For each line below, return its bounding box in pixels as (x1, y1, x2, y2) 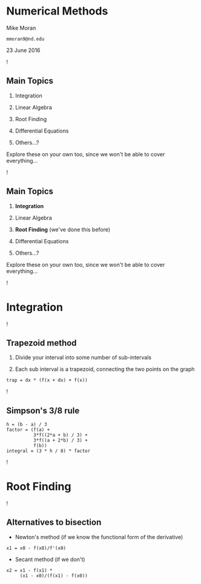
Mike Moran (6, 24, 36, 31)
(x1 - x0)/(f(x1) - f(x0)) (19, 573, 88, 579)
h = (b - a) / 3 (6, 422, 47, 428)
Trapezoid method (6, 338, 77, 348)
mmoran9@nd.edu (6, 36, 45, 42)
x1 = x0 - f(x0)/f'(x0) (6, 545, 67, 551)
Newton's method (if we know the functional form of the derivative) (15, 533, 183, 540)
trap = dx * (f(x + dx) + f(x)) (6, 377, 88, 384)
